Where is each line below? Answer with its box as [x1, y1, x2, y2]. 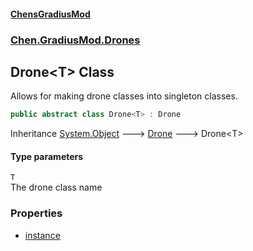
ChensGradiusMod [10, 8, 91, 20]
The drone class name [10, 181, 103, 194]
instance [24, 229, 61, 241]
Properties [10, 206, 63, 220]
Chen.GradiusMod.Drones [10, 33, 141, 47]
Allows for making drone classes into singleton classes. [10, 90, 238, 102]
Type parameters [10, 150, 84, 162]
